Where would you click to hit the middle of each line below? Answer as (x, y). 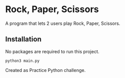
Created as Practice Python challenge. (45, 70)
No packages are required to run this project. (52, 51)
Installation (23, 39)
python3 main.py (22, 61)
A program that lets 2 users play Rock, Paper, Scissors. (63, 23)
